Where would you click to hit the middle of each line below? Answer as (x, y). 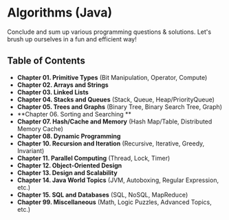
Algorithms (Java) (60, 13)
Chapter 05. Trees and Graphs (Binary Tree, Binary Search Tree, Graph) (119, 107)
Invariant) (31, 150)
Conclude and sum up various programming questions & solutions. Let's (109, 32)
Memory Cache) (40, 128)
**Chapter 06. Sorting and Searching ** (74, 114)
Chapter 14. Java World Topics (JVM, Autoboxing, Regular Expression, (118, 180)
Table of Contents (46, 61)
